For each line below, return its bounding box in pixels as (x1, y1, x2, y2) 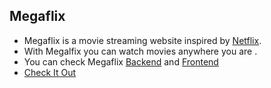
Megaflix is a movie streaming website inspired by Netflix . (23, 34, 262, 46)
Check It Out (23, 66, 77, 78)
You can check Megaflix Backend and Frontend (23, 55, 219, 68)
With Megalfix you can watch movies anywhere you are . (23, 45, 258, 57)
